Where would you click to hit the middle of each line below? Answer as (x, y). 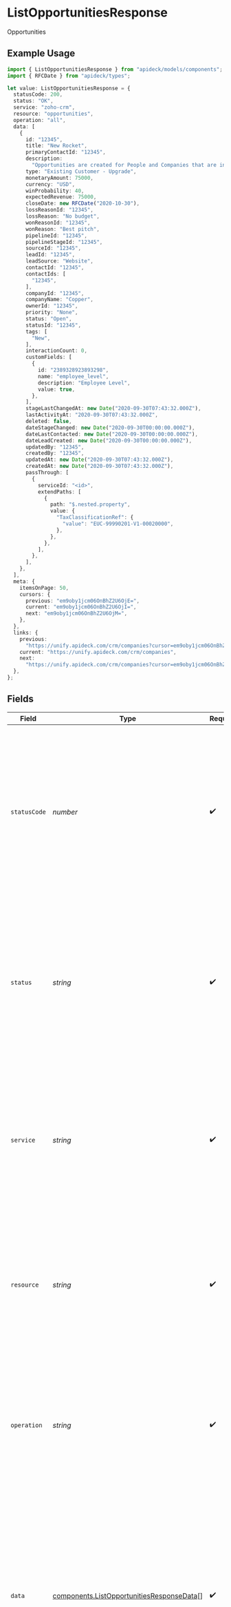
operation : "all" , (40, 120)
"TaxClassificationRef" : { (95, 518)
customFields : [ (48, 357)
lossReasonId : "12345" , (59, 210)
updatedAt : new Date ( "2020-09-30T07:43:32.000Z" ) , (99, 460)
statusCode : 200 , (38, 94)
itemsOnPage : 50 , (44, 588)
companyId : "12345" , (55, 293)
